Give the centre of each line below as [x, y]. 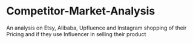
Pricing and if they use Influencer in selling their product [76, 34]
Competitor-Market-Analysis [81, 11]
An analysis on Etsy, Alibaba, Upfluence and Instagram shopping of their [97, 28]
